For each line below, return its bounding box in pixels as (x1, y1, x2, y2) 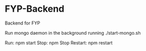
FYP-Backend (5, 3, 65, 15)
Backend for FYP (5, 20, 40, 26)
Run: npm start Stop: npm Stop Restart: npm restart (5, 39, 113, 46)
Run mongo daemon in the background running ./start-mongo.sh (5, 30, 141, 36)
